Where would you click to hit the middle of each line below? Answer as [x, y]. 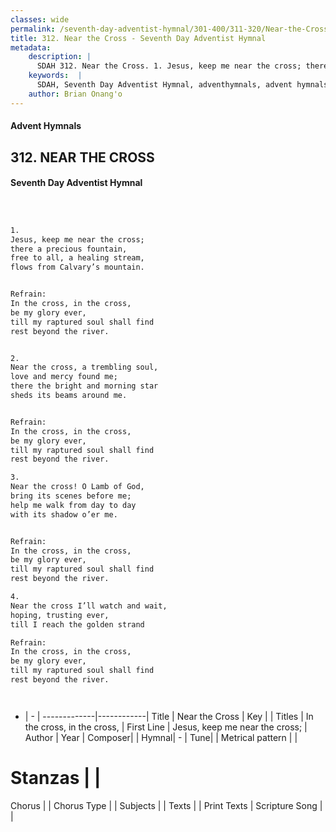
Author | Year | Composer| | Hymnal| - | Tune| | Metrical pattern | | [161, 737]
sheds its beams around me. [69, 396]
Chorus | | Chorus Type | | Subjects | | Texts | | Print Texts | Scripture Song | [166, 805]
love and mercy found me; [64, 377]
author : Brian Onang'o [75, 94]
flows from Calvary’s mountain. [77, 267]
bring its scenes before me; [71, 496]
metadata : [31, 47]
